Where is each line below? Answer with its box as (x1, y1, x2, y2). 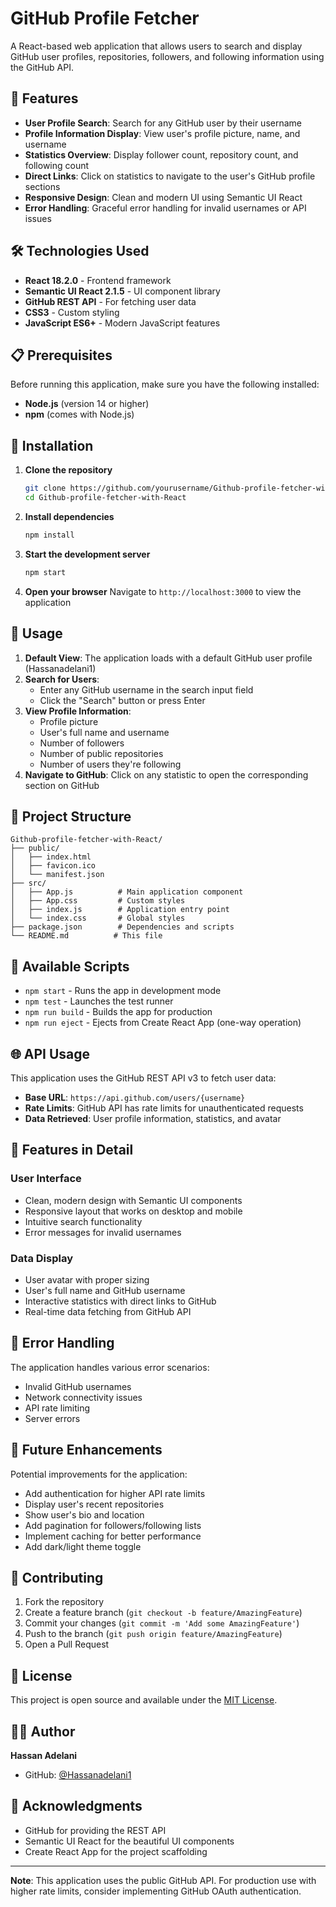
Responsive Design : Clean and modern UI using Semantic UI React (24, 191, 303, 203)
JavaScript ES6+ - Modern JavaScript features (24, 317, 221, 329)
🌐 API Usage (10, 1045, 91, 1062)
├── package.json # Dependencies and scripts (10, 922, 235, 932)
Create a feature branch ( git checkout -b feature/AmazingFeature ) (24, 1607, 303, 1619)
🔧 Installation (10, 437, 94, 454)
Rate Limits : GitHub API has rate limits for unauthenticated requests (24, 1102, 304, 1114)
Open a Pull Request (24, 1638, 110, 1651)
